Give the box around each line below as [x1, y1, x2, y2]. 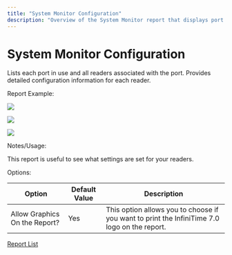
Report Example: [7, 90, 55, 98]
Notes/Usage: [7, 142, 47, 150]
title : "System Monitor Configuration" [7, 10, 122, 17]
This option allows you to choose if [106, 205, 219, 214]
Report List [7, 240, 39, 248]
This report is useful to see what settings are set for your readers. [7, 155, 194, 163]
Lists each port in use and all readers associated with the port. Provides [7, 69, 211, 77]
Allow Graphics [10, 210, 60, 219]
